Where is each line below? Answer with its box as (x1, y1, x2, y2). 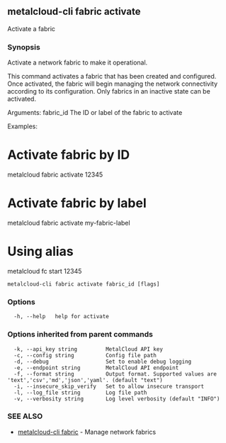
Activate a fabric (7, 24, 55, 33)
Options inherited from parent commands (7, 330, 154, 340)
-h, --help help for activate (13, 313, 110, 320)
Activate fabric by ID (7, 147, 130, 163)
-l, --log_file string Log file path (13, 389, 147, 396)
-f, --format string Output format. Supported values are (13, 370, 217, 378)
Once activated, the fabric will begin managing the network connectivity (7, 79, 218, 88)
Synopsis (7, 42, 40, 52)
